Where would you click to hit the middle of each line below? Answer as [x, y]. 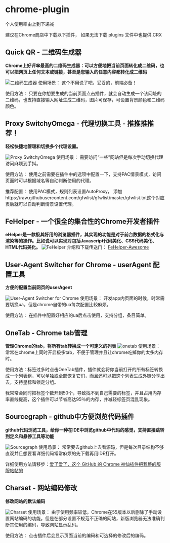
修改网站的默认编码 [25, 501]
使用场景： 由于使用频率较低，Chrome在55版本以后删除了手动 [93, 512]
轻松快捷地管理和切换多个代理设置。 [43, 146]
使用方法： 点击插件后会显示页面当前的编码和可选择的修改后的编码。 [77, 535]
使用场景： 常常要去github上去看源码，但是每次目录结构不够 [101, 447]
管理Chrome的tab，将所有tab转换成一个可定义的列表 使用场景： [83, 346]
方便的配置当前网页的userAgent [39, 287]
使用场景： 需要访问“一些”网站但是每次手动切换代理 [110, 157]
